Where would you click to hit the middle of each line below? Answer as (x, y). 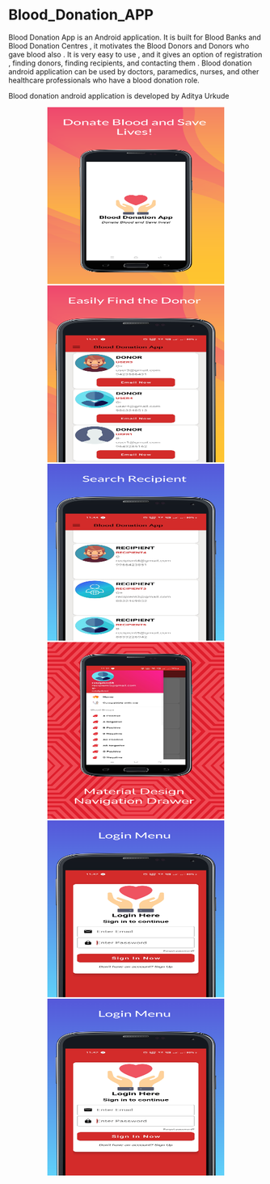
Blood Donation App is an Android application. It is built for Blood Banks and (135, 37)
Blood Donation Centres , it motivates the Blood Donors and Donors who (129, 45)
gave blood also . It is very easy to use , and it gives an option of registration (135, 54)
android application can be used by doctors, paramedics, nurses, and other (134, 71)
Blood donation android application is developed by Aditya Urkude (119, 95)
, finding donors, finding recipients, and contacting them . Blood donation (130, 63)
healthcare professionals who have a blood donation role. (104, 80)
